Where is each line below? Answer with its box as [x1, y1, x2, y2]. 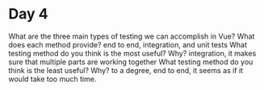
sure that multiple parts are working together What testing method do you [8, 57, 254, 67]
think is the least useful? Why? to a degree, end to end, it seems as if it [8, 65, 244, 75]
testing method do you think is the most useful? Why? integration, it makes [8, 48, 257, 58]
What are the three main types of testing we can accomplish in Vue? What [8, 31, 255, 41]
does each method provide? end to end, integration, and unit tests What [8, 39, 248, 49]
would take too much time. [8, 74, 97, 84]
